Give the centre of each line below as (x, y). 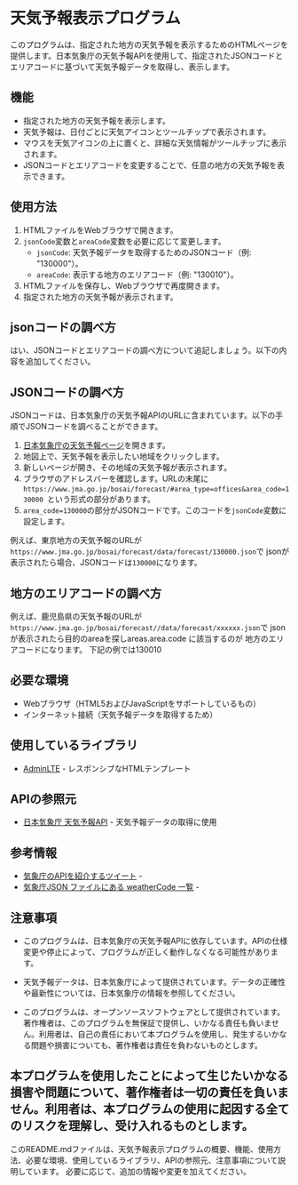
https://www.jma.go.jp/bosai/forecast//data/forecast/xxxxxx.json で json (148, 627)
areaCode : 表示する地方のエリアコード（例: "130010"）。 (137, 274)
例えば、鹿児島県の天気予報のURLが (76, 616)
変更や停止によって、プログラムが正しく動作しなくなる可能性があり (147, 952)
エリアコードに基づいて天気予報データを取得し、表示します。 (122, 67)
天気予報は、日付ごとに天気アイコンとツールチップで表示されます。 (147, 132)
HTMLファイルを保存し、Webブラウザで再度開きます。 (124, 285)
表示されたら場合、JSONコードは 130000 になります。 (106, 563)
